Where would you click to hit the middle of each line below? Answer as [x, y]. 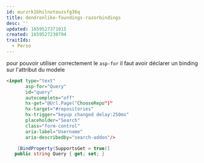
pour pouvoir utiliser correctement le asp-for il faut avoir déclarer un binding [102, 63]
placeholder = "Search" [53, 120]
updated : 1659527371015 [37, 29]
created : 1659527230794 [37, 35]
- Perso [22, 46]
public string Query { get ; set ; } [59, 154]
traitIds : [19, 40]
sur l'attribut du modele [36, 69]
